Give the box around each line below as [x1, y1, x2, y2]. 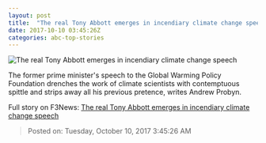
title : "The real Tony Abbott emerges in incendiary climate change [8, 19, 243, 27]
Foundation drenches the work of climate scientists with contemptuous [8, 79, 240, 88]
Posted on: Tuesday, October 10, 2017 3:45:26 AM [27, 126, 192, 136]
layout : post [8, 11, 51, 20]
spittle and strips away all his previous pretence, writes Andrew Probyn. [8, 88, 242, 97]
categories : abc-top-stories [8, 33, 104, 42]
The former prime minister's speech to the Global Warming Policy [8, 70, 222, 80]
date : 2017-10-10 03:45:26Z [8, 26, 101, 34]
